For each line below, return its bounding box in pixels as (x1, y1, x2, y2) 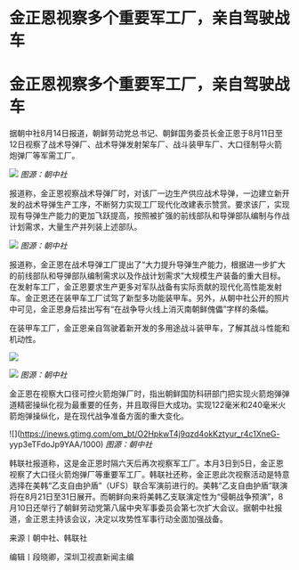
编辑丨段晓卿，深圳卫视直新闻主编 (9, 551, 134, 562)
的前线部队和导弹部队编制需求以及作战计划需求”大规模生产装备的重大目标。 (9, 271, 287, 281)
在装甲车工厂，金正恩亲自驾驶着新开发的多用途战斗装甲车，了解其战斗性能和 (9, 322, 290, 334)
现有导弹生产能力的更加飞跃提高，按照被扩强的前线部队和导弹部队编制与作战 (9, 210, 290, 221)
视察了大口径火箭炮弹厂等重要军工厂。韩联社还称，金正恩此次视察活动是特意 (9, 469, 290, 480)
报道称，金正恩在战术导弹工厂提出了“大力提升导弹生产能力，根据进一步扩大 (9, 259, 287, 270)
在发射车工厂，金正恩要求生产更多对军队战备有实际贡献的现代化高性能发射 (9, 281, 282, 292)
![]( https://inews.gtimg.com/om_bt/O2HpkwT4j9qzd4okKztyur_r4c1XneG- (9, 428, 280, 439)
